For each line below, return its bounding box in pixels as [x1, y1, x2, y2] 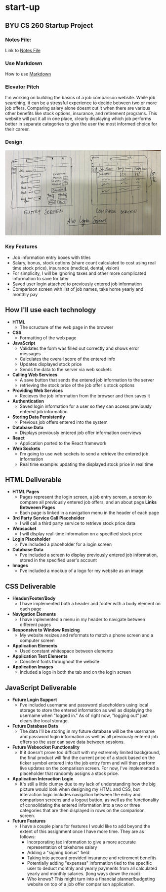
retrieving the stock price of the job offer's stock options [19, 382, 135, 388]
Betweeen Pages [19, 505, 55, 510]
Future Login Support [12, 697, 57, 702]
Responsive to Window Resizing [12, 627, 80, 633]
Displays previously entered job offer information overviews [19, 430, 141, 436]
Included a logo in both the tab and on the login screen [19, 669, 131, 675]
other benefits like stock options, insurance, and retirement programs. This [5, 111, 157, 117]
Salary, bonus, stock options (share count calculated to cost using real [12, 259, 156, 265]
